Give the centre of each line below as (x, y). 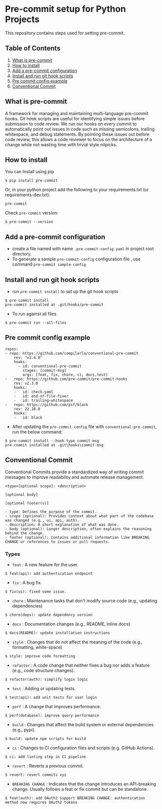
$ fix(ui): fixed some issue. (36, 591)
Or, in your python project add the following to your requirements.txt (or (77, 190)
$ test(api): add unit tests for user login (51, 697)
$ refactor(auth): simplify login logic (47, 679)
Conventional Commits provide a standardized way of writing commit (74, 472)
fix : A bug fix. (27, 582)
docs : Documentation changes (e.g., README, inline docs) (71, 624)
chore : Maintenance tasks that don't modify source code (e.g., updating (85, 601)
